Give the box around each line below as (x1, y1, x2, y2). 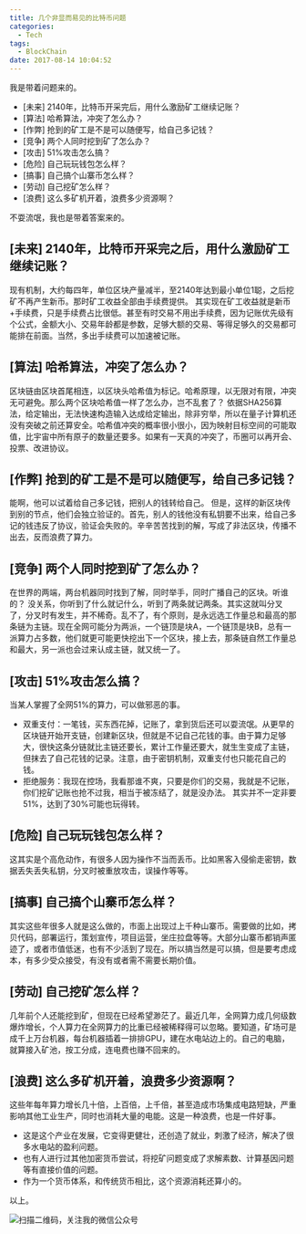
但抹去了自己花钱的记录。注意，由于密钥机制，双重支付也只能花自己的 (22, 753, 287, 764)
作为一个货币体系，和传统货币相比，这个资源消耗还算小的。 (22, 1176, 247, 1187)
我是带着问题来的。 (9, 82, 82, 92)
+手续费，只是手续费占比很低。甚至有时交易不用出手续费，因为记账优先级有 (9, 307, 294, 318)
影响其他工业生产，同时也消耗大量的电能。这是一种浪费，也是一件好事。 (9, 1111, 280, 1122)
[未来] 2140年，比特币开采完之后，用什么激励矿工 (9, 241, 290, 256)
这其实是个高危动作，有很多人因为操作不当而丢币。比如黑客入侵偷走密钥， (9, 853, 289, 864)
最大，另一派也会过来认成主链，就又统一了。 (16, 644, 185, 655)
